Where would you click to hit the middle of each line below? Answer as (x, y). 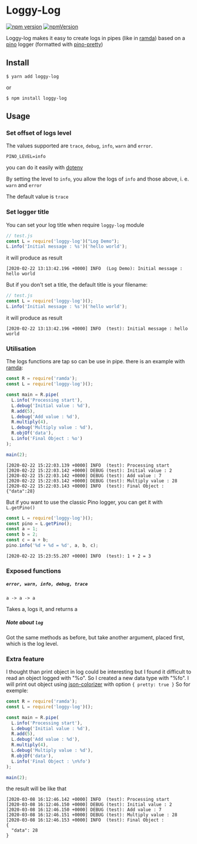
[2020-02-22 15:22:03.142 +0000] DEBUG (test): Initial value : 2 (89, 470)
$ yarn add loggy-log (33, 76)
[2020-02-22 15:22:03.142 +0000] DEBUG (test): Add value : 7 (84, 475)
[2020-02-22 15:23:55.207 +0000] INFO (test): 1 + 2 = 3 (79, 556)
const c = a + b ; (27, 540)
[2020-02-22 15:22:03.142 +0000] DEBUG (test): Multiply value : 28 (92, 481)
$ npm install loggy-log (36, 98)
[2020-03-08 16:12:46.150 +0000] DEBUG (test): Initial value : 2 (89, 805)
